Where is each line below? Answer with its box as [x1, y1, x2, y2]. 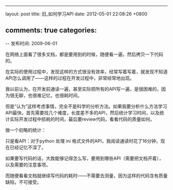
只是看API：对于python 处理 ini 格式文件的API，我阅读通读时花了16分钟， [5, 138, 161, 144]
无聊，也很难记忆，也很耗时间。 [14, 92, 82, 98]
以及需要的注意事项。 [5, 161, 50, 167]
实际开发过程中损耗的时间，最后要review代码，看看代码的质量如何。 [9, 116, 155, 122]
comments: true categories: [5, 26, 97, 35]
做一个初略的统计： [5, 127, 46, 133]
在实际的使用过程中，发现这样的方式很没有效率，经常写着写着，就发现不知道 [5, 68, 168, 74]
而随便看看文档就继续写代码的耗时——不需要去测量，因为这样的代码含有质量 [5, 173, 168, 179]
